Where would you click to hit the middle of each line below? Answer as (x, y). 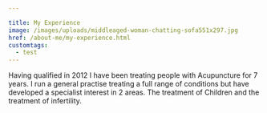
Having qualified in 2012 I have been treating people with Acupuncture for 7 (133, 75)
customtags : (28, 45)
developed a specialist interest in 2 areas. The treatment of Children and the (134, 92)
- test (26, 53)
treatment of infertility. (45, 101)
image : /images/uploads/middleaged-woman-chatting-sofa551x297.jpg (123, 30)
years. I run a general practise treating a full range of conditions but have (129, 84)
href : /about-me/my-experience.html (69, 38)
